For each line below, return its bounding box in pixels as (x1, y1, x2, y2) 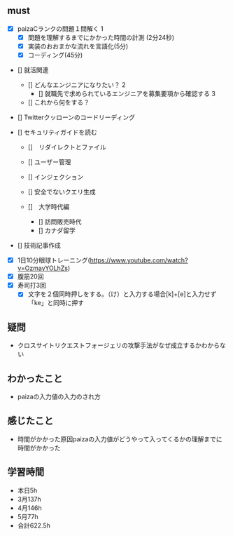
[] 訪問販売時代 (38, 217, 82, 226)
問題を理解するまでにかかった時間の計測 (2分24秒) (27, 33, 175, 41)
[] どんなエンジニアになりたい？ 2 (27, 81, 126, 89)
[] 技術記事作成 (17, 241, 61, 250)
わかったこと (7, 373, 63, 384)
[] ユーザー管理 (27, 158, 71, 166)
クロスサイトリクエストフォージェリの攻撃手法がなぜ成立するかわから (17, 341, 220, 349)
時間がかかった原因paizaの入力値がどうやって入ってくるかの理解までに (17, 434, 223, 443)
